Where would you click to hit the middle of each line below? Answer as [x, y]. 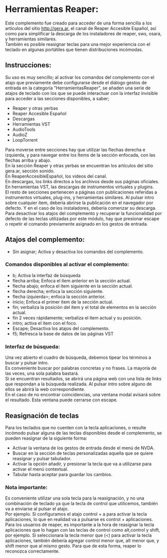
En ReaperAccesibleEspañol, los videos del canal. [56, 176]
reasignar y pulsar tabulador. [42, 458]
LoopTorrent [25, 140]
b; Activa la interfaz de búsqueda [46, 275]
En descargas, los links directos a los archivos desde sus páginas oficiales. [82, 181]
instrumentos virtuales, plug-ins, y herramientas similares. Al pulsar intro [80, 197]
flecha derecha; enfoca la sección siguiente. [58, 291]
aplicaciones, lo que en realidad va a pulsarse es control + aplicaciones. [79, 520]
